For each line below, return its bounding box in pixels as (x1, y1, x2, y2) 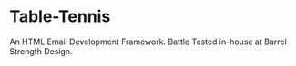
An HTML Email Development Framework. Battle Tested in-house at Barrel (9, 36, 287, 47)
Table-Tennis (9, 6, 111, 27)
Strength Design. (9, 45, 73, 56)
